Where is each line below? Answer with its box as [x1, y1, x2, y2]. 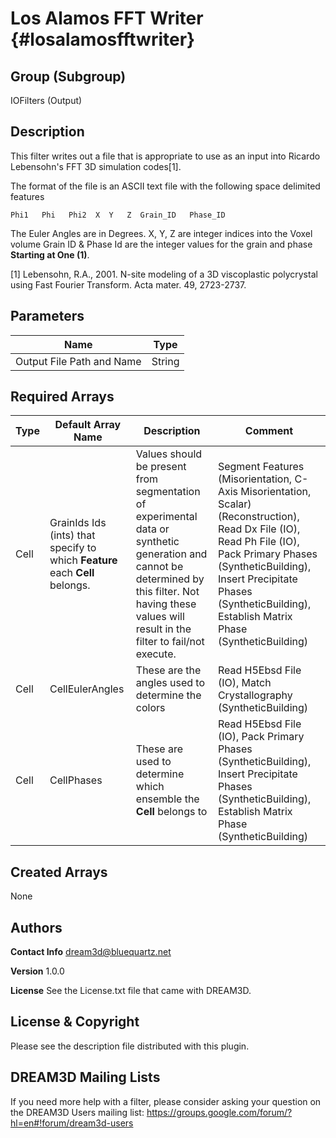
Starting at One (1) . [10, 248, 90, 261]
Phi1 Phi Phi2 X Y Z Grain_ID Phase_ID [10, 210, 226, 220]
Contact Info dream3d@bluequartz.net [10, 946, 172, 958]
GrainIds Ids [49, 516, 107, 530]
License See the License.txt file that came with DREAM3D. [10, 985, 252, 997]
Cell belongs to [135, 805, 208, 819]
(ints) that [49, 528, 96, 542]
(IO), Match [217, 676, 272, 690]
